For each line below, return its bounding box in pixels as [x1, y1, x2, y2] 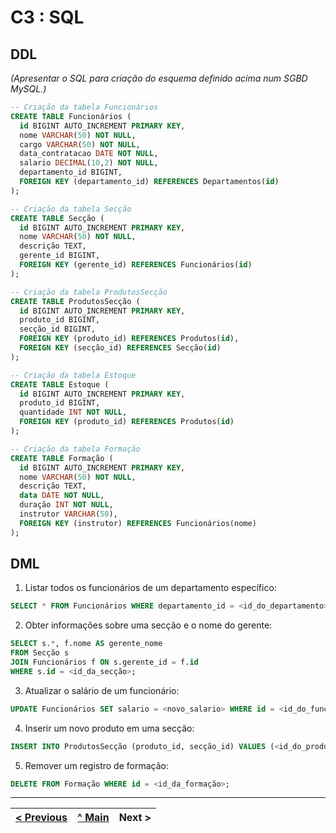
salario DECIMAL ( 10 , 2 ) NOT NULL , [19, 158, 159, 168]
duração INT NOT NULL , [19, 500, 114, 510]
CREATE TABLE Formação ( [10, 453, 114, 463]
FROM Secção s [10, 648, 70, 658]
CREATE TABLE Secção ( [10, 213, 105, 223]
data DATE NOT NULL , [19, 491, 105, 501]
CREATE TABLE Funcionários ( [10, 111, 132, 121]
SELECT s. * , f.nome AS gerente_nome [10, 639, 163, 649]
